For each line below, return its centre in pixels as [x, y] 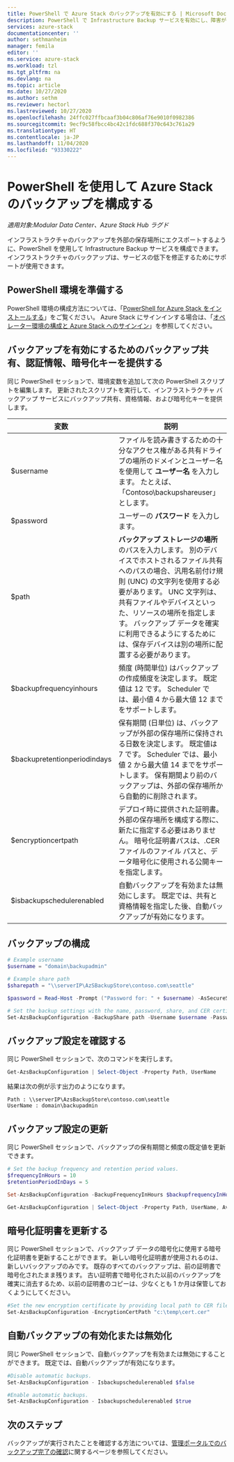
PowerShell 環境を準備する [65, 290]
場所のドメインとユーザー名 [178, 460]
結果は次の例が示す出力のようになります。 [68, 1086]
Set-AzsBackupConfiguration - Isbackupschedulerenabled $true [99, 1401]
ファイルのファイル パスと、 [164, 851]
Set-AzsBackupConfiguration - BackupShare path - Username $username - [110, 1017]
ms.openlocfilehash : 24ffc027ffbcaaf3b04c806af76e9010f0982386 [101, 117]
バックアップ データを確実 [176, 623]
